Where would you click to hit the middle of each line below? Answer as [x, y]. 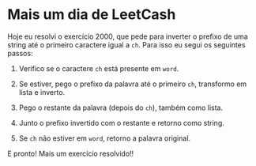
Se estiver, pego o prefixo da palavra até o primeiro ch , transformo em [133, 84]
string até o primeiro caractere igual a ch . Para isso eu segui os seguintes [126, 44]
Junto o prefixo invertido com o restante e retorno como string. [121, 123]
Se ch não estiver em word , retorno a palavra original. [105, 138]
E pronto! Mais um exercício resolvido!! [71, 153]
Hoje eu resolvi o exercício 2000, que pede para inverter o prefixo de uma [128, 36]
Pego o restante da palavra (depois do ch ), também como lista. [121, 108]
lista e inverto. [42, 92]
